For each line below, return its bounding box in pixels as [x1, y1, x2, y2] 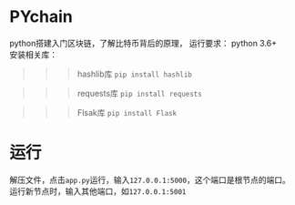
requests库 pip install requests [76, 87, 202, 98]
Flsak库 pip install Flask [76, 107, 178, 118]
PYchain [9, 6, 73, 27]
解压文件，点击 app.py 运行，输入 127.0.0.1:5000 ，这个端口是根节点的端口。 [9, 174, 291, 185]
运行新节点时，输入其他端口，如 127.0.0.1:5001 [9, 185, 187, 197]
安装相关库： [9, 48, 57, 60]
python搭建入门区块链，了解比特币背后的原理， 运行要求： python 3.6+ [9, 37, 278, 48]
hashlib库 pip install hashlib [76, 68, 193, 79]
